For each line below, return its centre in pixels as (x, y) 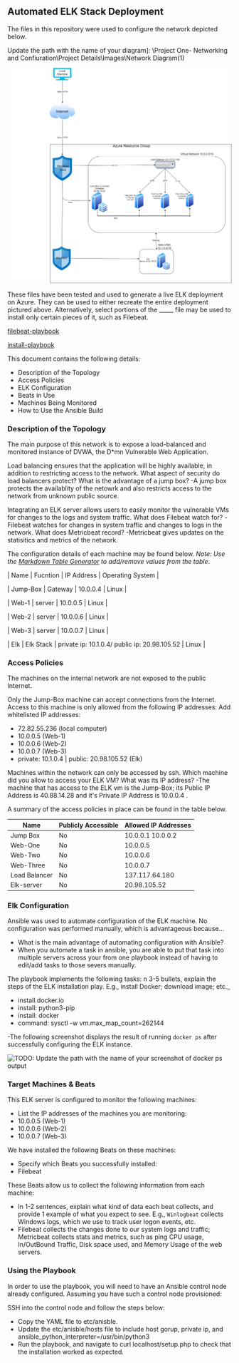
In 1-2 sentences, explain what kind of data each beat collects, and (115, 1207)
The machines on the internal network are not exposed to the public (107, 678)
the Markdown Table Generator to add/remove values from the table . (109, 561)
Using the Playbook (42, 1270)
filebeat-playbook (33, 331)
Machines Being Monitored (57, 403)
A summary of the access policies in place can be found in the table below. (117, 809)
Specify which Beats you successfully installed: (87, 1164)
